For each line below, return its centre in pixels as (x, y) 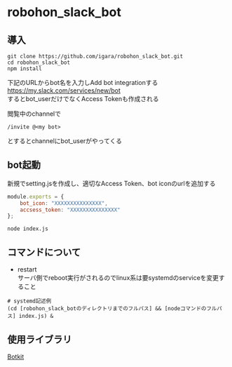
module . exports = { (36, 196)
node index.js (28, 229)
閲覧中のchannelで (34, 114)
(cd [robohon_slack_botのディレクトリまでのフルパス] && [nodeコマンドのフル (112, 309)
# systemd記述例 (29, 301)
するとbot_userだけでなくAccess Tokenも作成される (83, 99)
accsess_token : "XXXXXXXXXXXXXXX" (70, 210)
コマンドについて (44, 252)
